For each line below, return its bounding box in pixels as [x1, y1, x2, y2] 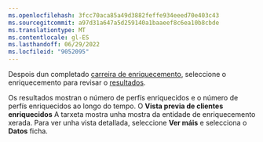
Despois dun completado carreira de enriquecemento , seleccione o [8, 70, 226, 78]
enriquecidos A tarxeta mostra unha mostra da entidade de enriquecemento [8, 110, 256, 118]
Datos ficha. [8, 126, 49, 136]
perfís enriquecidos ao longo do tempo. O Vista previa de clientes [8, 101, 224, 111]
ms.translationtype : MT [8, 26, 86, 34]
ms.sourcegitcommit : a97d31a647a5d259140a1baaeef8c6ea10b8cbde [8, 19, 220, 27]
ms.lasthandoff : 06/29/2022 [8, 41, 100, 49]
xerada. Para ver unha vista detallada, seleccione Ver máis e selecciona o [8, 118, 247, 127]
